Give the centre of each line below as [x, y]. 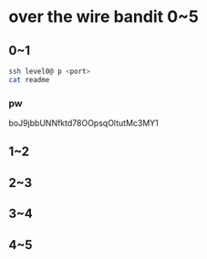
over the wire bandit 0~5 [104, 17]
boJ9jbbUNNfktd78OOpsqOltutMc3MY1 [83, 123]
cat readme [29, 79]
